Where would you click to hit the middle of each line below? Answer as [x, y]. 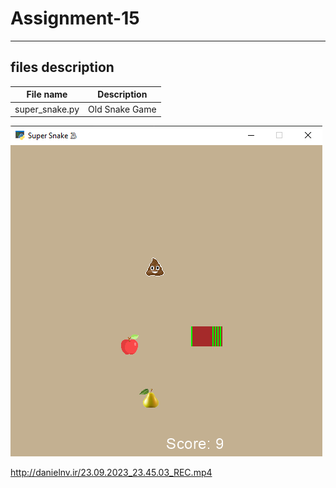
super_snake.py [47, 109]
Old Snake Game [122, 109]
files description [62, 67]
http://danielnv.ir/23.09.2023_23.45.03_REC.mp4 [111, 472]
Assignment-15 [75, 18]
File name [47, 94]
